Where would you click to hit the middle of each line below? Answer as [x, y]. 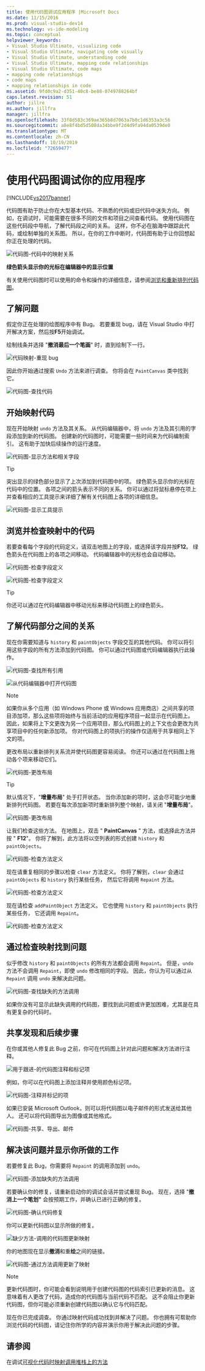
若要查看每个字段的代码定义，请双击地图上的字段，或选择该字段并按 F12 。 [99, 547]
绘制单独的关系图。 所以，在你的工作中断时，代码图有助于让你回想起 [109, 233]
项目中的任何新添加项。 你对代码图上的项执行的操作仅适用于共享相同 [98, 731]
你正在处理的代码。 [31, 241]
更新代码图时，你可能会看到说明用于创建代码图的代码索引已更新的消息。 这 [101, 1289]
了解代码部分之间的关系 [50, 626]
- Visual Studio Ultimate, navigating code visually [75, 52]
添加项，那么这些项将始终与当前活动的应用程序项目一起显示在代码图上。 [102, 716]
